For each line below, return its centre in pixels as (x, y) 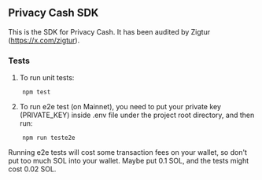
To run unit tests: (47, 78)
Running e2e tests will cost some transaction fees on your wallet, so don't (128, 152)
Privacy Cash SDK (54, 13)
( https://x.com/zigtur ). (44, 40)
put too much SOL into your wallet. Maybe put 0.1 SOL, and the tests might (129, 161)
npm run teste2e (49, 138)
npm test (37, 92)
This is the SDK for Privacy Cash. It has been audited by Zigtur (109, 31)
